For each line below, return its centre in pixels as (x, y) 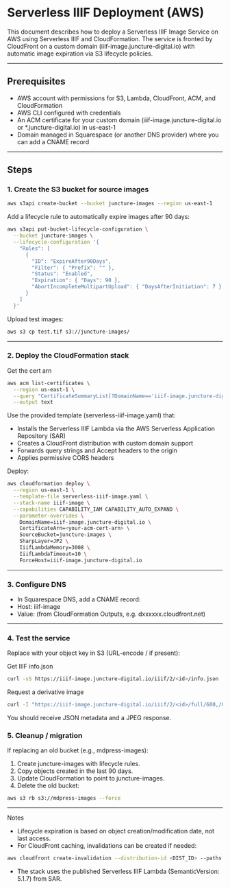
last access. (34, 838)
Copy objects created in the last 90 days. (75, 771)
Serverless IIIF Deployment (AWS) (106, 13)
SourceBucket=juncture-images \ (65, 535)
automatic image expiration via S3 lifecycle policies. (80, 54)
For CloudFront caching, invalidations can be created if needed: (107, 846)
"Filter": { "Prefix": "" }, (73, 268)
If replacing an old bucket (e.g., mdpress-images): (78, 750)
